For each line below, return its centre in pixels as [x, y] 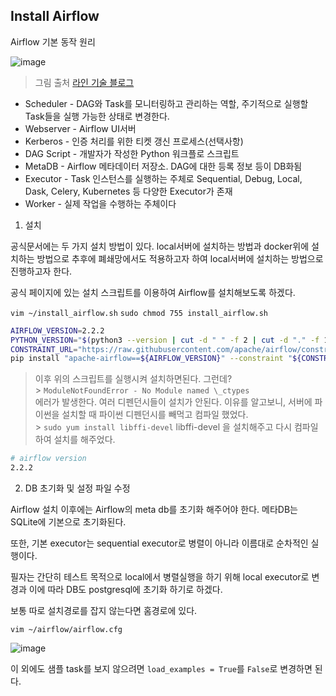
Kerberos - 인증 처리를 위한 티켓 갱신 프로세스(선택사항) [134, 141]
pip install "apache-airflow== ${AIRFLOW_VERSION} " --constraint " [151, 359]
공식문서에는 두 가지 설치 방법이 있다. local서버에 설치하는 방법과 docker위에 [160, 246]
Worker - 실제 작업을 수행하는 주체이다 [100, 203]
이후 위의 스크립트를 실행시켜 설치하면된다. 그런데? [133, 379]
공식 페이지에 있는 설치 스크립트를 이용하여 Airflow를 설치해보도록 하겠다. [153, 292]
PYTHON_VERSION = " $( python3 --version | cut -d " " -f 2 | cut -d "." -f [165, 340]
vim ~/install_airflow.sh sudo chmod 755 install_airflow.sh [139, 313]
